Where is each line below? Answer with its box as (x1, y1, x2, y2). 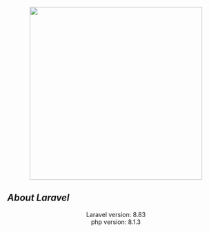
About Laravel (7, 192, 70, 204)
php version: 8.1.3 (90, 218, 141, 226)
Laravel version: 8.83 (86, 210, 146, 218)
